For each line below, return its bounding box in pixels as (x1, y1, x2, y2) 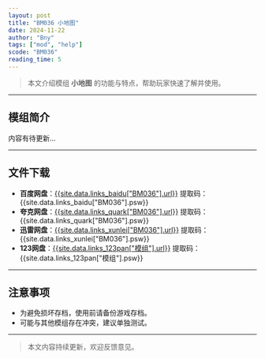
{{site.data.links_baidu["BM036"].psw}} (19, 197, 149, 207)
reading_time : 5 (8, 56, 62, 64)
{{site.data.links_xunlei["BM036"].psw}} (19, 234, 150, 243)
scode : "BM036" (8, 48, 58, 56)
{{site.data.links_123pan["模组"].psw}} (19, 253, 144, 263)
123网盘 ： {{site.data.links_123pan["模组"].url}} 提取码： (19, 243, 201, 252)
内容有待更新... (8, 133, 57, 143)
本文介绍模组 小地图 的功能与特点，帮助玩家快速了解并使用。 (27, 78, 226, 88)
